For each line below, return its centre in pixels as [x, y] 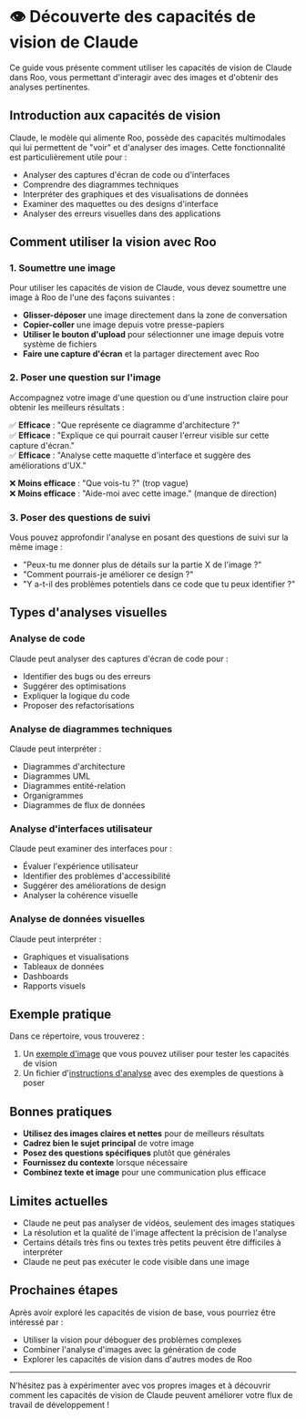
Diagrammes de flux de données [84, 805]
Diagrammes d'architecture [74, 767]
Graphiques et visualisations [76, 957]
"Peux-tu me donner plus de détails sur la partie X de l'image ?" [142, 564]
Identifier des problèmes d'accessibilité [97, 876]
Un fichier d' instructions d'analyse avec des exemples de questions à [153, 1073]
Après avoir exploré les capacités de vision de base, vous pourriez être [143, 1312]
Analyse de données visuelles [77, 919]
